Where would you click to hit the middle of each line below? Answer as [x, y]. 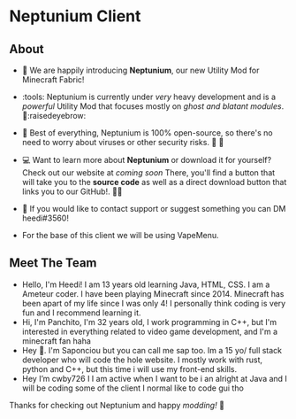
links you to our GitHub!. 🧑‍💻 [72, 191]
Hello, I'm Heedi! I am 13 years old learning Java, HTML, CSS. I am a [146, 284]
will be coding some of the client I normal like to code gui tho [133, 388]
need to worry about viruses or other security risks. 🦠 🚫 [123, 142]
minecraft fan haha [56, 341]
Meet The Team [53, 263]
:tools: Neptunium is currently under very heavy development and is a [149, 97]
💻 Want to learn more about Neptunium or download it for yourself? [147, 160]
